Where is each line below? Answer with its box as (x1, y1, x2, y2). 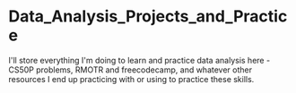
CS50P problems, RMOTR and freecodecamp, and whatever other (8, 64, 253, 75)
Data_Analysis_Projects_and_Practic (8, 6, 288, 27)
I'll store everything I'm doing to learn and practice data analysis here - (8, 55, 271, 65)
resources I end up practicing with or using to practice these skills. (8, 73, 255, 84)
